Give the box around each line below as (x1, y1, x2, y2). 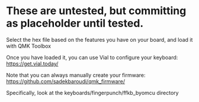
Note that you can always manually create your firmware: (6, 71, 146, 78)
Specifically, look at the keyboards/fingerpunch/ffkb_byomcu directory (6, 89, 179, 96)
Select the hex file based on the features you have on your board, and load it (6, 36, 193, 43)
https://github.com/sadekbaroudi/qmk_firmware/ (6, 78, 126, 85)
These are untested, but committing (6, 4, 187, 18)
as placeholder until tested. (6, 17, 144, 30)
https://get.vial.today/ (6, 60, 59, 67)
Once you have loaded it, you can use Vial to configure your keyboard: (6, 54, 178, 61)
